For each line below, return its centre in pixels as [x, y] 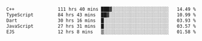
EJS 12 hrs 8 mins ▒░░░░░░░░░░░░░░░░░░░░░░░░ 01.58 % [101, 32]
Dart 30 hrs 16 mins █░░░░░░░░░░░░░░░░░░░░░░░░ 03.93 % [101, 20]
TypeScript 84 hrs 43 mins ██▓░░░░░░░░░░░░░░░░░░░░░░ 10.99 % [101, 15]
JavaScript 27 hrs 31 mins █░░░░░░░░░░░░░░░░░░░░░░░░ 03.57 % [101, 26]
